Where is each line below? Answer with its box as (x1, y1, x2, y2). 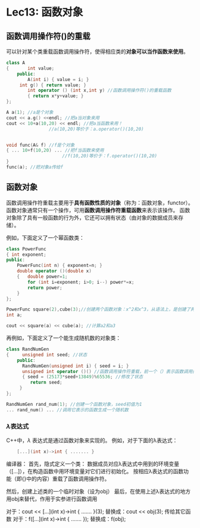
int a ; (6, 312, 23, 318)
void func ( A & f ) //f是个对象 (6, 142, 75, 148)
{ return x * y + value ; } (27, 93, 84, 99)
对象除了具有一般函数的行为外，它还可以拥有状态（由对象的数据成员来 (6, 214, 179, 221)
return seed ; (30, 380, 62, 386)
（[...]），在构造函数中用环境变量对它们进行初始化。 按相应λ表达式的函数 (6, 467, 184, 474)
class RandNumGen (6, 346, 49, 352)
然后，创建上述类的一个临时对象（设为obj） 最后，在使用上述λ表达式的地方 (6, 487, 191, 495)
